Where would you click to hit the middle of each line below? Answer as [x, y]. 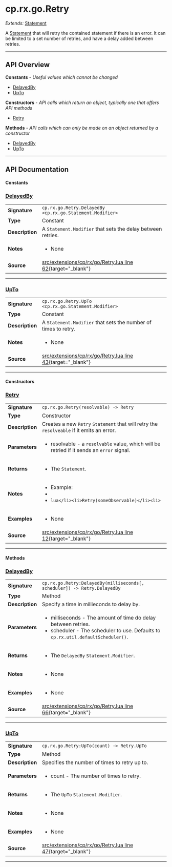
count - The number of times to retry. [96, 776]
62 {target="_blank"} [66, 269]
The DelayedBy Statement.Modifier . [93, 655]
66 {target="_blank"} [66, 713]
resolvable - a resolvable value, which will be [105, 444]
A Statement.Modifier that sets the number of [97, 322]
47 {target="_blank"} [66, 852]
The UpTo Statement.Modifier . [86, 795]
